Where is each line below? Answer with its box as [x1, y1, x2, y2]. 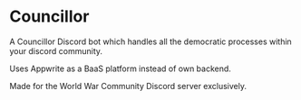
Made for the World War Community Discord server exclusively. [9, 80, 248, 91]
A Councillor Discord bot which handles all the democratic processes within [9, 36, 292, 47]
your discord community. [9, 45, 102, 56]
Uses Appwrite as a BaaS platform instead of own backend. [9, 63, 231, 74]
